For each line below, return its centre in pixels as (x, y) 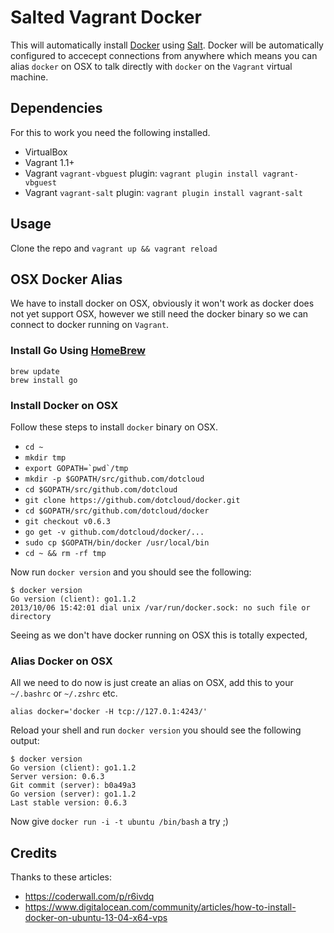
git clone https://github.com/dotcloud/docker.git (132, 500)
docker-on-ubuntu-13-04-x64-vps (96, 918)
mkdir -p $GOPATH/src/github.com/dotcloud (114, 479)
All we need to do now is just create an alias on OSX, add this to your (152, 683)
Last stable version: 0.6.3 (69, 803)
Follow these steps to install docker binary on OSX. (114, 427)
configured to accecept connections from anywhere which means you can (164, 55)
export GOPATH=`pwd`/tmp (76, 468)
